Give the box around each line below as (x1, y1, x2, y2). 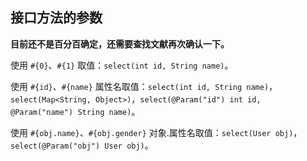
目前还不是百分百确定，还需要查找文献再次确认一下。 (10, 38, 230, 50)
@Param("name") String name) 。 (10, 105, 141, 117)
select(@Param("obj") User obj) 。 (10, 139, 154, 151)
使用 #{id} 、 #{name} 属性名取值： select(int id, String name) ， (10, 80, 278, 92)
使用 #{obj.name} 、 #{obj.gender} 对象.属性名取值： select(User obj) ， (10, 126, 303, 138)
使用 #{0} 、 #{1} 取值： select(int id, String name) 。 (10, 59, 234, 71)
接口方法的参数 (10, 9, 103, 27)
